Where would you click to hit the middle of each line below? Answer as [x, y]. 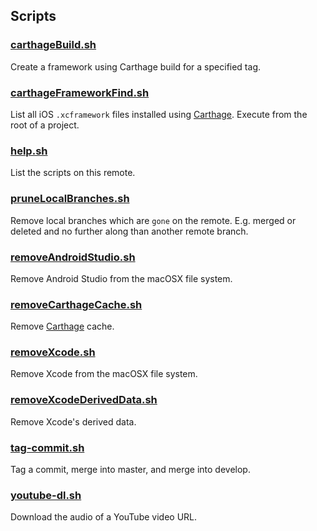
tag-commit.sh [47, 447]
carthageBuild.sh [53, 45]
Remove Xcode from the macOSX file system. [104, 374]
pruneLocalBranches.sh [70, 199]
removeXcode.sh [53, 352]
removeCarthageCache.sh [76, 304]
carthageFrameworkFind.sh [80, 92]
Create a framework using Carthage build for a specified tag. [135, 66]
